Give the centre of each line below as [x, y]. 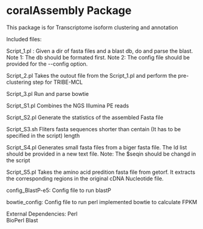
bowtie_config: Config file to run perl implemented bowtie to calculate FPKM [102, 202]
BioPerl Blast [22, 220]
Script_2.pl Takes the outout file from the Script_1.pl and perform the [91, 75]
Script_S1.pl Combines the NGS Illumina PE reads [68, 105]
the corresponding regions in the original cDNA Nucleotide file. [85, 178]
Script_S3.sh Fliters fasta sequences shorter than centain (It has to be [94, 129]
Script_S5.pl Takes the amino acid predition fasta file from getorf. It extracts [101, 172]
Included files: [24, 39]
